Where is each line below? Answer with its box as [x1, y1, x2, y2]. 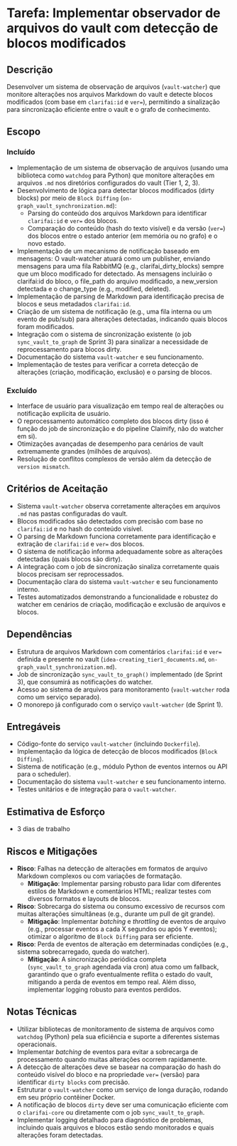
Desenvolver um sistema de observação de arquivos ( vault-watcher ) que [6, 83, 221, 90]
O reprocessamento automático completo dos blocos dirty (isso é [16, 417, 209, 425]
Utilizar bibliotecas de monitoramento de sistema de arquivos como [16, 1024, 214, 1033]
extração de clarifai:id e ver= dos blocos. [16, 539, 145, 548]
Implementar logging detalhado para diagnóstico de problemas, [16, 1115, 203, 1124]
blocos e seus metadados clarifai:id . [16, 299, 131, 308]
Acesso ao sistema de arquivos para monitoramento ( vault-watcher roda [16, 685, 230, 694]
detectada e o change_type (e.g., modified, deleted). [16, 284, 171, 293]
